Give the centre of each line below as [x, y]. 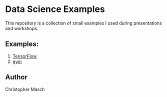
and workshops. [22, 28]
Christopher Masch [25, 89]
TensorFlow [24, 56]
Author [16, 77]
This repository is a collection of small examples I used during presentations [83, 23]
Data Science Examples [55, 9]
